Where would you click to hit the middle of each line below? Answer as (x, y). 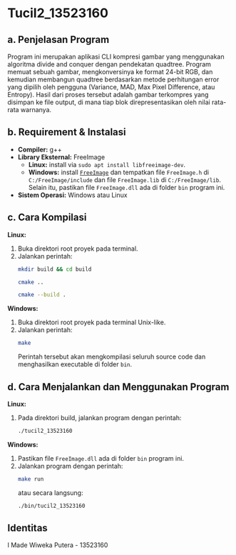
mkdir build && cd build (55, 269)
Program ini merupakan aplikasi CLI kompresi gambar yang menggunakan (116, 56)
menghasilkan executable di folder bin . (75, 364)
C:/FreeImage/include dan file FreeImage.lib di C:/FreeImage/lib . (124, 179)
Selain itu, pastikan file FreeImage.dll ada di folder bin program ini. (127, 187)
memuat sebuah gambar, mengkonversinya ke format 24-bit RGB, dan (110, 72)
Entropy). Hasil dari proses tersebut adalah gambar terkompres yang (108, 95)
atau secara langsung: (50, 492)
